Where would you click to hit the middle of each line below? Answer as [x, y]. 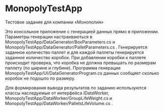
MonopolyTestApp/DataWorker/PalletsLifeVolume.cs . [59, 103]
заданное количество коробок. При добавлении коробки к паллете [76, 57]
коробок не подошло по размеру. [40, 78]
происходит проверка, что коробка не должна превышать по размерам [81, 63]
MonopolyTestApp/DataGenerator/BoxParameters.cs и [60, 42]
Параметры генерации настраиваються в [49, 37]
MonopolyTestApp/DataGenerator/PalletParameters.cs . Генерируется [76, 47]
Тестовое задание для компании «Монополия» [54, 22]
